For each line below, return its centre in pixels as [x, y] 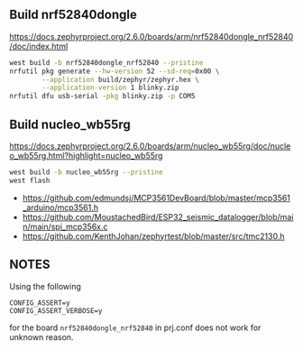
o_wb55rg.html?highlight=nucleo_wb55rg [86, 156]
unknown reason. [41, 336]
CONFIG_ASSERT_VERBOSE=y [56, 310]
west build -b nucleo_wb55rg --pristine [87, 172]
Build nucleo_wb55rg [70, 124]
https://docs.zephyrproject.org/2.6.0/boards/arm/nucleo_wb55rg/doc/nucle [150, 146]
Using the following [45, 286]
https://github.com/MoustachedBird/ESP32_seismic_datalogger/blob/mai [158, 216]
